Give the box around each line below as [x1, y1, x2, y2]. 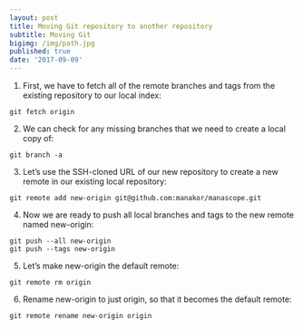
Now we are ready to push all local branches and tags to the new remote [22, 209, 295, 220]
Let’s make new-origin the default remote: [22, 260, 180, 271]
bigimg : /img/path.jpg [9, 38, 95, 48]
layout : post [9, 13, 59, 23]
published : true [9, 47, 71, 56]
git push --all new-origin [9, 237, 112, 246]
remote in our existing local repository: [22, 176, 167, 187]
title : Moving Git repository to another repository [9, 22, 213, 31]
